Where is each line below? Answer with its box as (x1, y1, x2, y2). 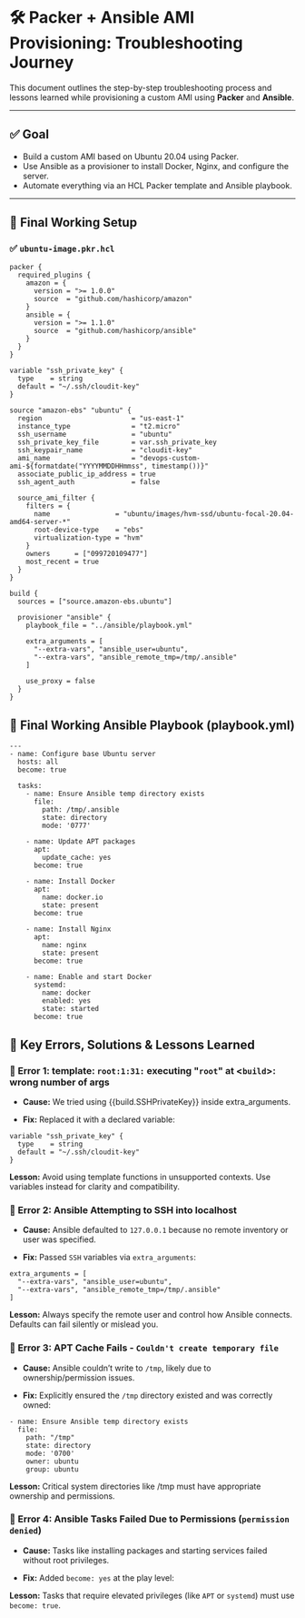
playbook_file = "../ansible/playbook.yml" (25, 621, 193, 631)
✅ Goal (9, 126, 50, 142)
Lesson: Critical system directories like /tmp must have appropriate (9, 1481, 261, 1492)
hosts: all (17, 757, 59, 767)
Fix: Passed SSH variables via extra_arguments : (22, 1252, 197, 1263)
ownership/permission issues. (22, 1371, 135, 1383)
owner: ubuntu (25, 1457, 79, 1466)
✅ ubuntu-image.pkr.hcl (9, 242, 115, 255)
